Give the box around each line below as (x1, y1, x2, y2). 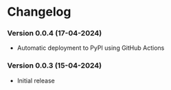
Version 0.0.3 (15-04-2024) (7, 61, 102, 70)
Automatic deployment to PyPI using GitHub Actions (16, 44, 165, 52)
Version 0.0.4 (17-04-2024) (7, 29, 102, 38)
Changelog (7, 4, 71, 20)
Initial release (16, 76, 55, 85)
